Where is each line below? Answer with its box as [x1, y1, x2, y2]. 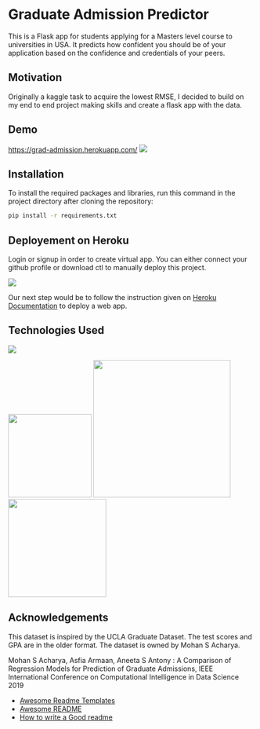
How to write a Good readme [19, 713, 114, 722]
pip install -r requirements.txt [8, 212, 117, 220]
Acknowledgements [8, 611, 109, 625]
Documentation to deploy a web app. [8, 301, 128, 311]
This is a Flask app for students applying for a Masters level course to [8, 31, 233, 41]
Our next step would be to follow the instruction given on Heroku [8, 293, 217, 302]
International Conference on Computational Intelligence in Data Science [8, 672, 240, 681]
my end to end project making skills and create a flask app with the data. [8, 100, 243, 109]
